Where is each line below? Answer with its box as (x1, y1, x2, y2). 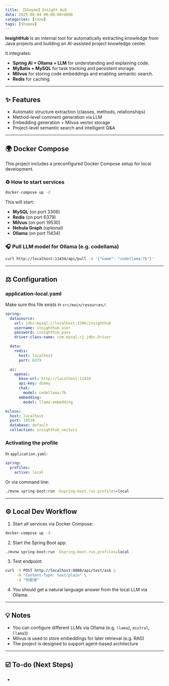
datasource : (10, 316, 35, 321)
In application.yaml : (5, 451, 48, 457)
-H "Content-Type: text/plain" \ (16, 573, 87, 578)
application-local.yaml (5, 290, 62, 297)
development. (5, 166, 34, 172)
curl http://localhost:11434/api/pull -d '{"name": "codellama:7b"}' (5, 256, 154, 262)
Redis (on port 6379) (12, 214, 56, 220)
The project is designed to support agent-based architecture (12, 640, 138, 647)
